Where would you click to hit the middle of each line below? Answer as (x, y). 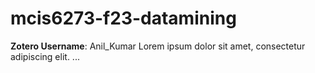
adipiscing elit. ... (45, 56)
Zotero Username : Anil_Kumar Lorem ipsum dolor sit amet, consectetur (158, 46)
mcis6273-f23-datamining (123, 18)
